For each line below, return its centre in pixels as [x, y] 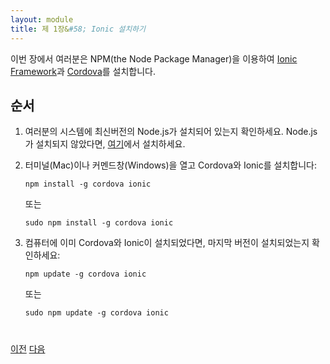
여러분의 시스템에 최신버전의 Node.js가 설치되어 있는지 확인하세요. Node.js [171, 132]
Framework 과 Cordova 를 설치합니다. [83, 71]
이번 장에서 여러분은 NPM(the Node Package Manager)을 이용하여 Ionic [154, 58]
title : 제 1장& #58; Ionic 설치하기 [78, 29]
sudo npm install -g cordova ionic [99, 223]
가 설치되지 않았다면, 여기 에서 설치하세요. [105, 144]
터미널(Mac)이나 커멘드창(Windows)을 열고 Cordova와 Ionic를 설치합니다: [171, 165]
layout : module [42, 19]
